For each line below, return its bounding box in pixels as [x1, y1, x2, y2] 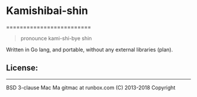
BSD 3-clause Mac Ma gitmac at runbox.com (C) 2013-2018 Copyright [6, 84, 176, 91]
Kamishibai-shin [6, 4, 89, 18]
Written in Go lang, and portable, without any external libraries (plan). [6, 46, 173, 53]
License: [6, 63, 38, 73]
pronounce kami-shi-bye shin [20, 34, 92, 41]
